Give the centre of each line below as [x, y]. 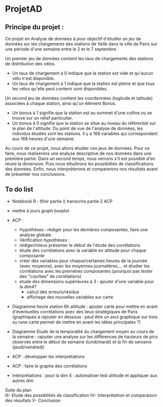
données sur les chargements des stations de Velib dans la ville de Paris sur [81, 44]
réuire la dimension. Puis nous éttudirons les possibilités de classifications [79, 164]
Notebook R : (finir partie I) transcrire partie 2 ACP [62, 201]
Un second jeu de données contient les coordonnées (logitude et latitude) [79, 98]
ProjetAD [24, 9]
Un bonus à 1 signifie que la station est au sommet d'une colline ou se [82, 113]
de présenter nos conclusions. [36, 174]
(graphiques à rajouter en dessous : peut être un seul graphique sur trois [85, 317]
